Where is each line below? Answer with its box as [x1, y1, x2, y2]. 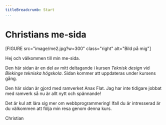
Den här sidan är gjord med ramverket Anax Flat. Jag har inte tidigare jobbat [5, 85, 162, 91]
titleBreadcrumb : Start [5, 7, 55, 12]
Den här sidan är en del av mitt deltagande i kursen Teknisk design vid [5, 64, 150, 70]
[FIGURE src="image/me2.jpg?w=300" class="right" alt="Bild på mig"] [5, 45, 151, 51]
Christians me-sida [5, 28, 86, 40]
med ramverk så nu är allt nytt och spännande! [5, 90, 101, 96]
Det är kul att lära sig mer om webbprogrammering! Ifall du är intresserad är [5, 100, 161, 106]
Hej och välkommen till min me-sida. [5, 55, 80, 61]
